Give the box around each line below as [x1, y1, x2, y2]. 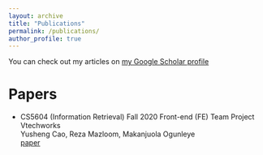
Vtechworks [19, 121, 61, 131]
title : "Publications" [8, 19, 85, 28]
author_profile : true [8, 34, 82, 43]
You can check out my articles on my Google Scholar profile [8, 57, 209, 67]
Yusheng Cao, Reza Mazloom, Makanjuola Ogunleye [19, 129, 196, 139]
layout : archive [8, 11, 63, 20]
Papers [8, 85, 58, 104]
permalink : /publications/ [8, 27, 100, 35]
